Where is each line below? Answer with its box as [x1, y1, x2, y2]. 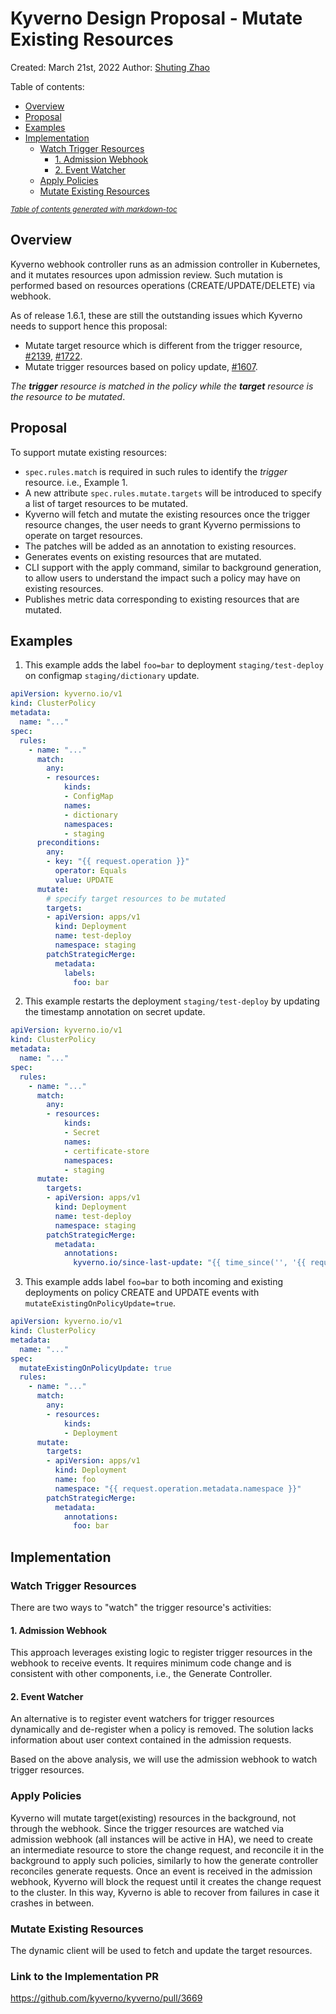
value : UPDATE [54, 875, 114, 885]
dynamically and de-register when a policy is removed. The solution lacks [10, 1723, 314, 1736]
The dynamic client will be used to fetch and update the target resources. [10, 1944, 313, 1956]
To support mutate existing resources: [10, 446, 168, 458]
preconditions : [36, 838, 101, 848]
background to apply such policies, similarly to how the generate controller [10, 1854, 319, 1866]
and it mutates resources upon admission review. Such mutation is [10, 268, 284, 281]
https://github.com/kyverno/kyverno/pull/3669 [10, 1992, 203, 2004]
